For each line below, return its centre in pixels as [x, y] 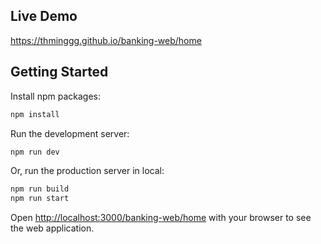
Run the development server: [70, 133]
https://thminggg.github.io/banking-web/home [106, 40]
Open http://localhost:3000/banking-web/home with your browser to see [161, 218]
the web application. [52, 228]
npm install [35, 114]
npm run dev [35, 152]
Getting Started [59, 72]
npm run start [40, 199]
